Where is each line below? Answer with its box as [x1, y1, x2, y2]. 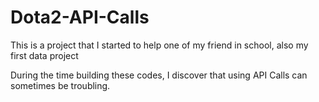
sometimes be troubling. [10, 79, 111, 91]
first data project [10, 49, 79, 61]
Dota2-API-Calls [10, 6, 150, 29]
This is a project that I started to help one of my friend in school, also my [10, 39, 309, 51]
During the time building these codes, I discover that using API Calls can [10, 69, 308, 81]
